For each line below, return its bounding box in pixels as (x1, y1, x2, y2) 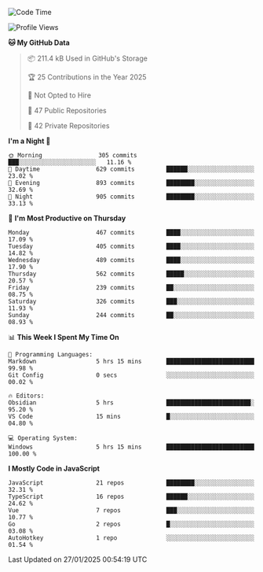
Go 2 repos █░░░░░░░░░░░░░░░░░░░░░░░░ (8, 520, 255, 528)
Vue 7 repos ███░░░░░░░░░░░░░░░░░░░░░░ (8, 507, 255, 515)
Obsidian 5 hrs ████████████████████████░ (8, 399, 255, 407)
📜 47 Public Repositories (27, 106, 108, 115)
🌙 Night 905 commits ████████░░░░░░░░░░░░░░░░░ (8, 193, 255, 201)
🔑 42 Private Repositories (27, 121, 110, 130)
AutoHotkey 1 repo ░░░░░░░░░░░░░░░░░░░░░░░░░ (8, 534, 255, 542)
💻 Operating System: (8, 434, 79, 442)
